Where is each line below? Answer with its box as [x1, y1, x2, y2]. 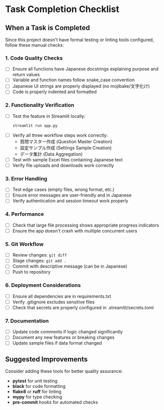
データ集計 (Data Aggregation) [19, 151, 83, 157]
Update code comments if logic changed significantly [12, 329, 123, 335]
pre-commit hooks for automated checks [12, 399, 98, 405]
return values [12, 72, 40, 78]
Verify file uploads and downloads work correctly [12, 162, 114, 168]
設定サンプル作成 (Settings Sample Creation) [19, 144, 112, 151]
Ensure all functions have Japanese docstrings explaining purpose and [12, 66, 159, 72]
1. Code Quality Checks [5, 54, 63, 61]
